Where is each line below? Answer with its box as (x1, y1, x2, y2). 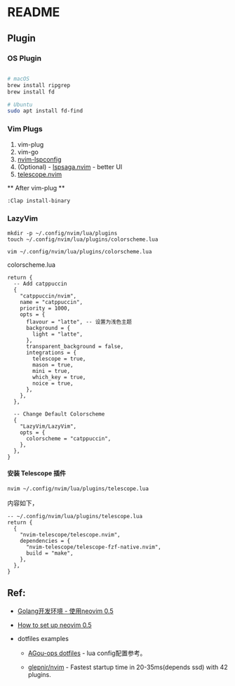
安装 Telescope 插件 (7, 469, 67, 477)
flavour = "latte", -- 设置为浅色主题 (25, 318, 132, 325)
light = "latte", (32, 331, 83, 338)
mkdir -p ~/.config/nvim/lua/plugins (7, 230, 118, 237)
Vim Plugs (7, 124, 43, 134)
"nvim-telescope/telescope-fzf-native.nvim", (25, 543, 161, 550)
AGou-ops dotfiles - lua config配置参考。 (27, 649, 147, 657)
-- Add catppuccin (13, 280, 68, 287)
